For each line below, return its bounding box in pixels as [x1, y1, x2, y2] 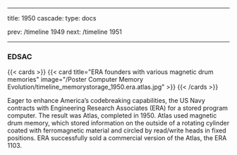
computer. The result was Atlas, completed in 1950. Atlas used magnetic [7, 111, 217, 120]
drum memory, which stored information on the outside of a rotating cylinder [7, 119, 230, 128]
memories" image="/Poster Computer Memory [7, 75, 143, 84]
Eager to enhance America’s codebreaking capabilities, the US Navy [7, 97, 206, 105]
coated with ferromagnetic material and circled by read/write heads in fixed [7, 126, 227, 135]
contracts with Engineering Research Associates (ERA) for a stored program [7, 104, 228, 113]
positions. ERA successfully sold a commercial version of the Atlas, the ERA [7, 134, 227, 142]
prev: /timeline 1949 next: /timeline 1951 [7, 27, 122, 36]
